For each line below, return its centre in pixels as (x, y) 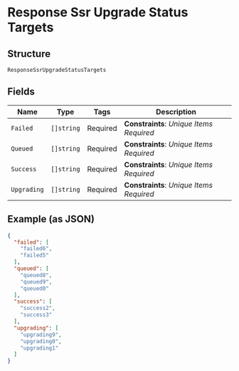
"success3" (36, 315)
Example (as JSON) (51, 219)
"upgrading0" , (41, 341)
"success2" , (38, 308)
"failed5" (35, 256)
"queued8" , (36, 275)
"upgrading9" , (41, 335)
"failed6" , (36, 249)
